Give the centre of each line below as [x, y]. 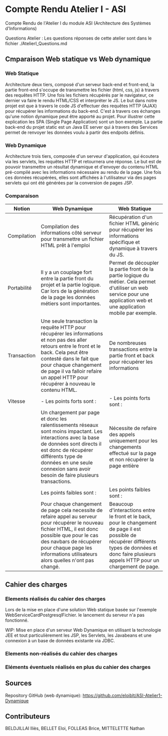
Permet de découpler [134, 263]
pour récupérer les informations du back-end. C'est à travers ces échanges [83, 111]
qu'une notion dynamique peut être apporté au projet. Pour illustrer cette [80, 116]
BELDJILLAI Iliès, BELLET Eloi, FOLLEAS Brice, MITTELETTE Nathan [75, 728]
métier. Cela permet [132, 282]
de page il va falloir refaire [71, 371]
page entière [124, 466]
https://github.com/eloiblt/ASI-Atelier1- [122, 695]
